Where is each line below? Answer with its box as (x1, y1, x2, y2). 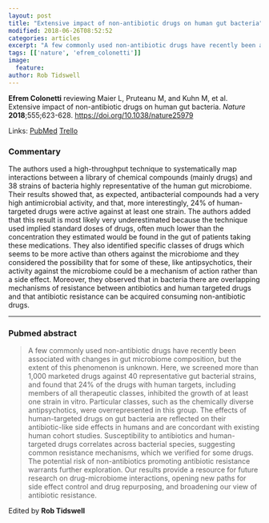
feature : (15, 64, 45, 72)
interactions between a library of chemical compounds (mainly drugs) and (8, 172, 253, 182)
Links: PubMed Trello (8, 126, 78, 135)
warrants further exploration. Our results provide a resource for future (27, 465, 259, 475)
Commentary (8, 146, 62, 157)
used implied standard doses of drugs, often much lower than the (8, 223, 224, 233)
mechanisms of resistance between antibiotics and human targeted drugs (8, 283, 252, 292)
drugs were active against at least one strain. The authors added (38, 206, 251, 216)
